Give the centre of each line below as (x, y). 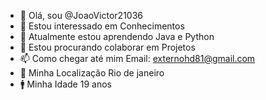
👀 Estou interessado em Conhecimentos (102, 26)
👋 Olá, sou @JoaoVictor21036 (81, 15)
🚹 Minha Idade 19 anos (65, 84)
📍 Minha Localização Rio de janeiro (92, 73)
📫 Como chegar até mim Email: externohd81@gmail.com (137, 58)
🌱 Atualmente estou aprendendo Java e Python (117, 36)
